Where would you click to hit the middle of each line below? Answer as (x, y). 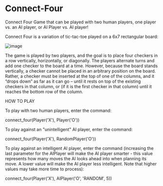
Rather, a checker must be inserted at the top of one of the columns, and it (80, 76)
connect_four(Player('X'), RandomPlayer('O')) (51, 139)
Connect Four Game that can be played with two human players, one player (81, 22)
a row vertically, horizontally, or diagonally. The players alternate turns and (80, 60)
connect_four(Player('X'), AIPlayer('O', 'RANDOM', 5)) (58, 178)
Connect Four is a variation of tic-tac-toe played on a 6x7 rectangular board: (82, 37)
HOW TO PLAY (20, 101)
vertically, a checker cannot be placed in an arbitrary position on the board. (81, 71)
